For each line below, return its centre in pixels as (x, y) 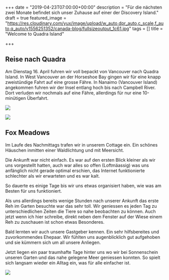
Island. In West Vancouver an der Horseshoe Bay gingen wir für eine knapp (83, 77)
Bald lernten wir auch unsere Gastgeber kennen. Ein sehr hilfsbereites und (82, 232)
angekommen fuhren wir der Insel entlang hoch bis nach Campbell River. (80, 87)
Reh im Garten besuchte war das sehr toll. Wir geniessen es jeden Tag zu (81, 206)
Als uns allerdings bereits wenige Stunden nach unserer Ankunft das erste (82, 201)
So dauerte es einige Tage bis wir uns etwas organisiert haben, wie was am (83, 186)
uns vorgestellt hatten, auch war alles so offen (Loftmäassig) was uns (77, 165)
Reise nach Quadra (35, 59)
